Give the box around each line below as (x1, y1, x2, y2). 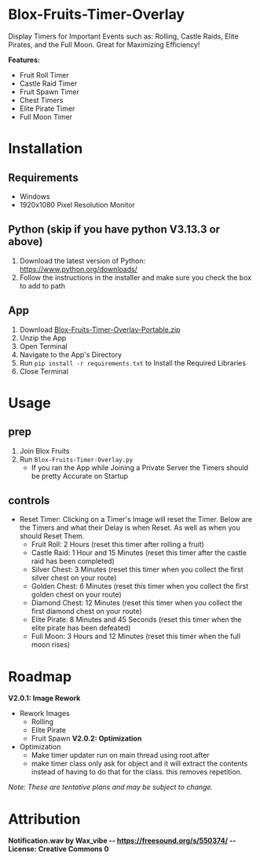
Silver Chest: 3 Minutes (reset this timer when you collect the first (31, 564, 244, 575)
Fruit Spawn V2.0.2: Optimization (31, 733, 142, 744)
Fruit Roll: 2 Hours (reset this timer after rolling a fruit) (31, 540, 204, 549)
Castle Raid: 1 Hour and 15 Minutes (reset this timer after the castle (31, 548, 247, 557)
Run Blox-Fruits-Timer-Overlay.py (19, 454, 134, 464)
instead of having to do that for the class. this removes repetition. (31, 767, 243, 777)
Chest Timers (19, 95, 64, 105)
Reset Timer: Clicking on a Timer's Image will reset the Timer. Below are (19, 515, 253, 524)
